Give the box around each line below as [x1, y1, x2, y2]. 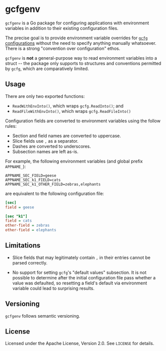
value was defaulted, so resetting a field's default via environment [12, 280, 147, 286]
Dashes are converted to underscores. [12, 143, 91, 149]
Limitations [5, 241, 41, 250]
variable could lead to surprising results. [12, 285, 95, 291]
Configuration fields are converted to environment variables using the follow [5, 118, 161, 124]
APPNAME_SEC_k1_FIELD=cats [5, 177, 61, 182]
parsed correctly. [12, 260, 48, 265]
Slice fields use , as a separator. [12, 138, 79, 144]
